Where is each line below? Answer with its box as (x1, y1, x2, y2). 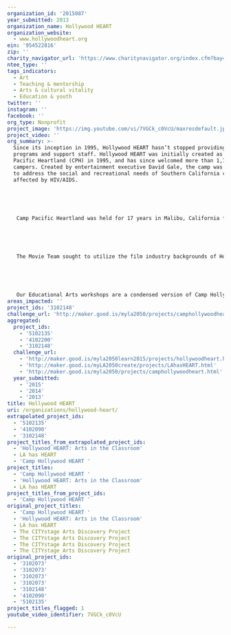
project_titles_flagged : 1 (7, 605, 85, 612)
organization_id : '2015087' (7, 10, 88, 17)
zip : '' (7, 49, 30, 56)
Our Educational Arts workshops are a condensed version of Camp (16, 292, 208, 299)
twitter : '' (7, 100, 41, 107)
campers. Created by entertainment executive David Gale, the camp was (13, 163, 223, 171)
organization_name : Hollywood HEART (7, 23, 112, 30)
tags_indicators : (7, 67, 57, 74)
